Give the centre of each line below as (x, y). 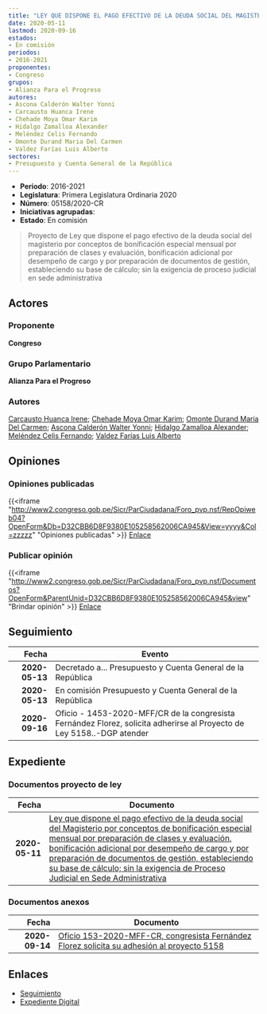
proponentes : (30, 68)
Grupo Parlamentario (50, 363)
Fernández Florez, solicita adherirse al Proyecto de (150, 723)
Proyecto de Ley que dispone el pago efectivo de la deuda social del (140, 236)
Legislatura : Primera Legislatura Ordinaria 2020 (98, 195)
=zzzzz (20, 535)
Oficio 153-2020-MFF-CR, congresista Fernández (155, 936)
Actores (29, 303)
